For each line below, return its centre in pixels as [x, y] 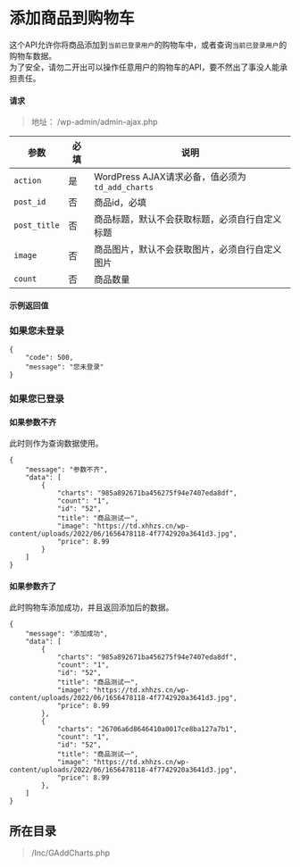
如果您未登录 [37, 330]
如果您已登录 [37, 398]
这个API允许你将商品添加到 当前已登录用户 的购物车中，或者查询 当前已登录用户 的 [148, 45]
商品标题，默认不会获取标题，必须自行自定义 [187, 220]
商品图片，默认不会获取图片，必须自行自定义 [187, 249]
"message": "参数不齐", [67, 470]
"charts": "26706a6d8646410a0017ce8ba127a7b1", [147, 729]
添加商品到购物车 [72, 18]
